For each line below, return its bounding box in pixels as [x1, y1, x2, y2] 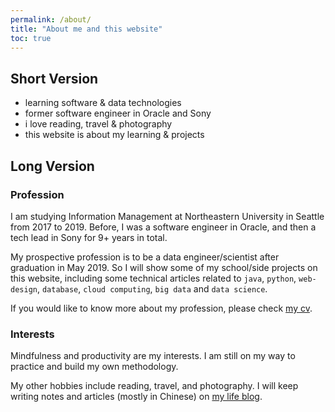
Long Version [10, 157, 95, 175]
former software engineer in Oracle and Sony [24, 107, 212, 120]
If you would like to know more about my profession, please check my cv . [10, 302, 313, 314]
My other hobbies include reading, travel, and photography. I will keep [10, 380, 299, 392]
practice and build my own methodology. [10, 361, 179, 373]
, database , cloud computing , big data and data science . [36, 282, 268, 295]
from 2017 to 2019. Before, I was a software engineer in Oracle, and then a [10, 221, 317, 233]
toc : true [10, 33, 52, 43]
